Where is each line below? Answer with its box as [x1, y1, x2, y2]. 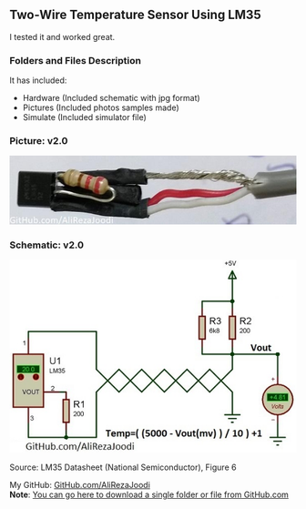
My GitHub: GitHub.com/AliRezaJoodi [9, 479, 150, 490]
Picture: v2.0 [9, 135, 68, 148]
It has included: [9, 75, 67, 86]
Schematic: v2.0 [9, 239, 85, 251]
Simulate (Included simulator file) [22, 112, 148, 123]
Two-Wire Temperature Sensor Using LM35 [9, 7, 261, 23]
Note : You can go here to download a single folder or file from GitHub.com [9, 489, 290, 500]
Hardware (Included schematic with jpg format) [22, 93, 200, 104]
